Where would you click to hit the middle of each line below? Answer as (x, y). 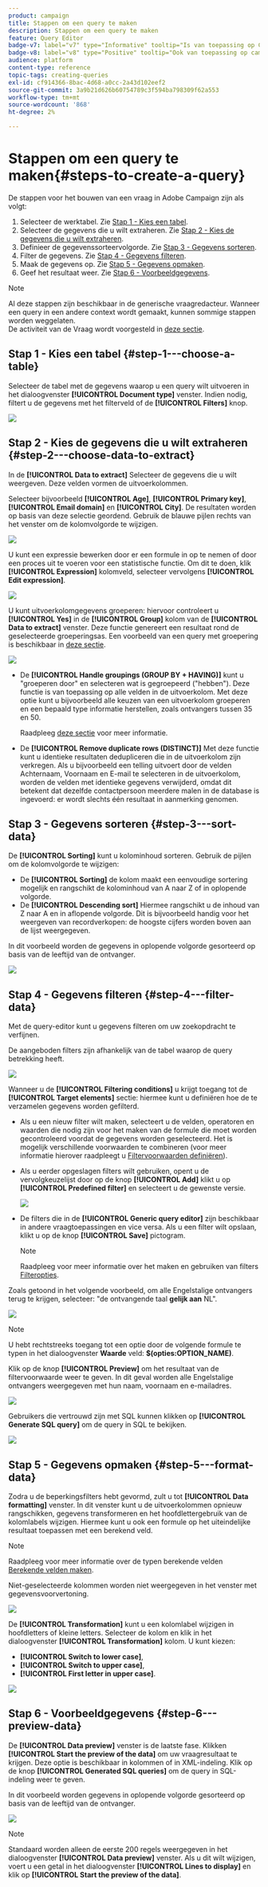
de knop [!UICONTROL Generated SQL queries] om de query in (113, 1770)
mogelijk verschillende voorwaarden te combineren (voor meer (123, 1148)
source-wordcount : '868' (49, 105)
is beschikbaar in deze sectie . (57, 644)
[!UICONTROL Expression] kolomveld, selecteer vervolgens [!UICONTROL (131, 571)
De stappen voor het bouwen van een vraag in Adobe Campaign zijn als (126, 197)
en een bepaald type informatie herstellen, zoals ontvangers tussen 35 (136, 708)
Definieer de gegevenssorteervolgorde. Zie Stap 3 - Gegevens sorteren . (138, 247)
